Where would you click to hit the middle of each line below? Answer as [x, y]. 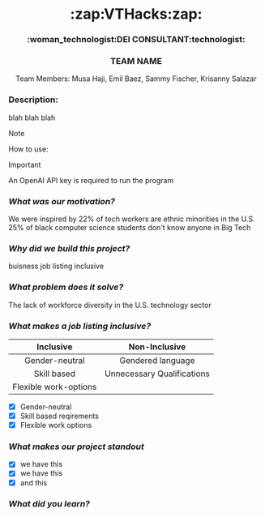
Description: [33, 100]
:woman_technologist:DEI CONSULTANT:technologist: [136, 40]
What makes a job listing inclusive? [80, 326]
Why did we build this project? [69, 248]
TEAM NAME [136, 62]
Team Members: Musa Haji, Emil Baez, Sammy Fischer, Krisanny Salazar [136, 79]
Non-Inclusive [157, 347]
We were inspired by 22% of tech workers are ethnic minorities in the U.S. [132, 219]
